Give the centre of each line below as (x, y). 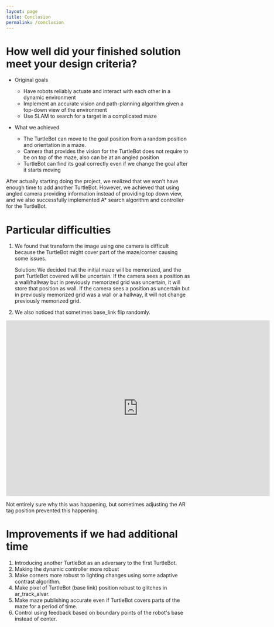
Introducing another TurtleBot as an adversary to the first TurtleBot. (96, 563)
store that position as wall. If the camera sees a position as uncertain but (102, 289)
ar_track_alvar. (32, 594)
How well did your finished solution (93, 51)
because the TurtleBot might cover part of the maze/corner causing (96, 252)
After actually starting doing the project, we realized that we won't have (92, 181)
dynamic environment (49, 98)
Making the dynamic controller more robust (67, 569)
